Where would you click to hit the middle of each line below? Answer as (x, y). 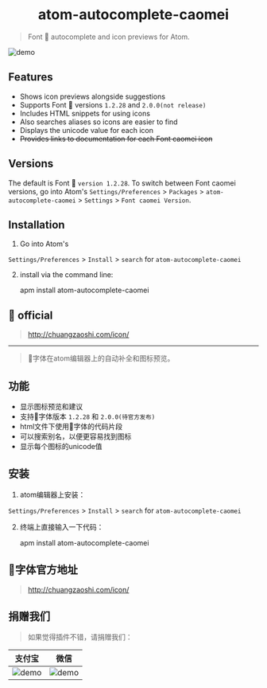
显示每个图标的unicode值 (61, 446)
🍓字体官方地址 (43, 570)
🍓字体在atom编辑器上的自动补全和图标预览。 (101, 358)
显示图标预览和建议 (51, 407)
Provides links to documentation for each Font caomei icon (116, 139)
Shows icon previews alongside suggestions (92, 96)
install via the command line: (66, 275)
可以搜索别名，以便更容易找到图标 (75, 436)
